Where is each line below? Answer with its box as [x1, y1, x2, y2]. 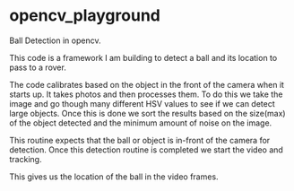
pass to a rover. [9, 62, 67, 73]
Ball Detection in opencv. [9, 35, 101, 46]
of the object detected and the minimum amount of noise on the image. [9, 117, 272, 128]
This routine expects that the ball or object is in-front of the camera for [9, 135, 271, 145]
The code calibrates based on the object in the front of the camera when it [9, 79, 285, 90]
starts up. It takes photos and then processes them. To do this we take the [9, 89, 283, 100]
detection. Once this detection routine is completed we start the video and [9, 144, 284, 155]
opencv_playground [9, 5, 161, 26]
